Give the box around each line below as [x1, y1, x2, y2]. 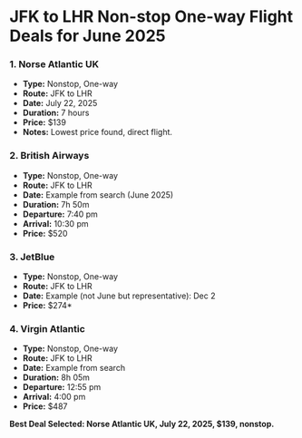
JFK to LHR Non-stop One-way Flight [9, 6, 294, 27]
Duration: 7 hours [22, 107, 90, 119]
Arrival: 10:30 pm [22, 218, 89, 229]
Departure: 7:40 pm [22, 209, 98, 219]
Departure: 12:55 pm [22, 382, 102, 393]
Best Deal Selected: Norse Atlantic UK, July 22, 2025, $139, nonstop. [9, 419, 275, 430]
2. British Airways [9, 150, 90, 162]
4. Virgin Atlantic [9, 323, 86, 335]
